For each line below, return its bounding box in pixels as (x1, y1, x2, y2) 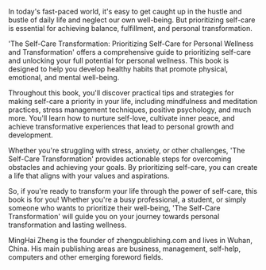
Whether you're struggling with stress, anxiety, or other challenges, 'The (8, 146, 245, 155)
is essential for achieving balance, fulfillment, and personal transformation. (8, 24, 253, 33)
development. (8, 130, 53, 140)
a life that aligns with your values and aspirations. (8, 171, 170, 180)
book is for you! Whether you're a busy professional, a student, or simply (8, 195, 247, 204)
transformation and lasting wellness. (8, 220, 127, 229)
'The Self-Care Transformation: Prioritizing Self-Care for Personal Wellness (8, 39, 254, 48)
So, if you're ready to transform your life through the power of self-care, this (8, 187, 258, 195)
